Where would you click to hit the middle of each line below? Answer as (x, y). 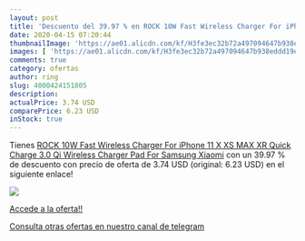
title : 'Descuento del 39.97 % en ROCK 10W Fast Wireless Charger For (146, 26)
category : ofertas (44, 69)
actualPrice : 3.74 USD (52, 102)
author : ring (34, 77)
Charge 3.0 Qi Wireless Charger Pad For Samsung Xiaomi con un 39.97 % (148, 155)
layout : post (34, 18)
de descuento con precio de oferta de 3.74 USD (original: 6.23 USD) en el (147, 165)
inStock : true (36, 119)
